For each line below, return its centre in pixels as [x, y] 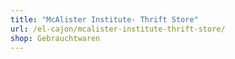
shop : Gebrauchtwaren [55, 38]
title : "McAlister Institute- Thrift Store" [104, 19]
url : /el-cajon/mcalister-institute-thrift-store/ [118, 29]
